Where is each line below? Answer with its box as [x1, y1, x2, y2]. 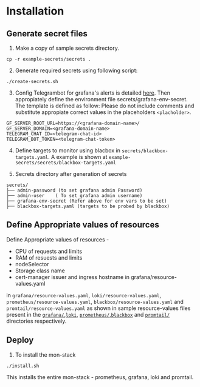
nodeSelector [15, 260, 50, 268]
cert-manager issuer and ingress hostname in [15, 273, 129, 280]
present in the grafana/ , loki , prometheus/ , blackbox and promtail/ [6, 311, 170, 318]
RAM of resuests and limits [15, 254, 83, 261]
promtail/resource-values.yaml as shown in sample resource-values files [6, 305, 191, 312]
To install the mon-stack [15, 351, 76, 358]
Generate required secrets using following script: [15, 67, 138, 74]
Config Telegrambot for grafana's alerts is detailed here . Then [15, 89, 170, 96]
